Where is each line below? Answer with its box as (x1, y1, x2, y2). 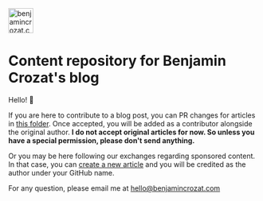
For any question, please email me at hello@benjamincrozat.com (8, 183, 221, 193)
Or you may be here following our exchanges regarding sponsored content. (8, 151, 256, 160)
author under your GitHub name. (8, 168, 115, 177)
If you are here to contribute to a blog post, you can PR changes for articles (8, 110, 256, 120)
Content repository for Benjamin (8, 52, 227, 70)
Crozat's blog (8, 69, 100, 87)
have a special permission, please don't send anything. (8, 135, 195, 145)
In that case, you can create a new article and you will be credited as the (8, 159, 246, 169)
